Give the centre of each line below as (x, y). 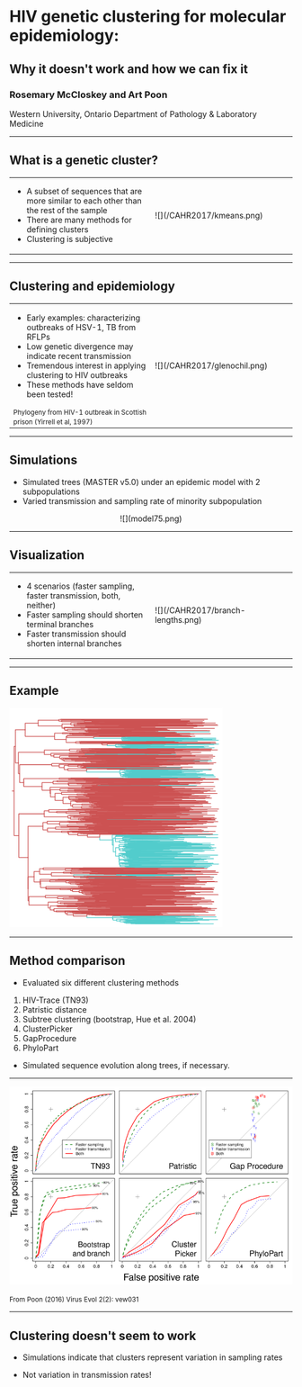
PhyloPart (40, 1048)
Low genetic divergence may (80, 346)
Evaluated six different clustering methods (101, 982)
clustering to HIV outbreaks (77, 374)
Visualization (47, 555)
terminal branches (60, 625)
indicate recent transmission (79, 356)
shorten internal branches (74, 644)
